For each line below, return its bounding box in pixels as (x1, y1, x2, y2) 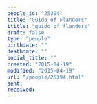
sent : (7, 80, 23, 87)
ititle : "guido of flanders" (7, 23, 91, 29)
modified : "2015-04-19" (7, 67, 76, 74)
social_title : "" (7, 55, 57, 62)
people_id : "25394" (7, 10, 63, 17)
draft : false (7, 29, 45, 36)
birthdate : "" (7, 42, 48, 49)
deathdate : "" (7, 49, 48, 55)
